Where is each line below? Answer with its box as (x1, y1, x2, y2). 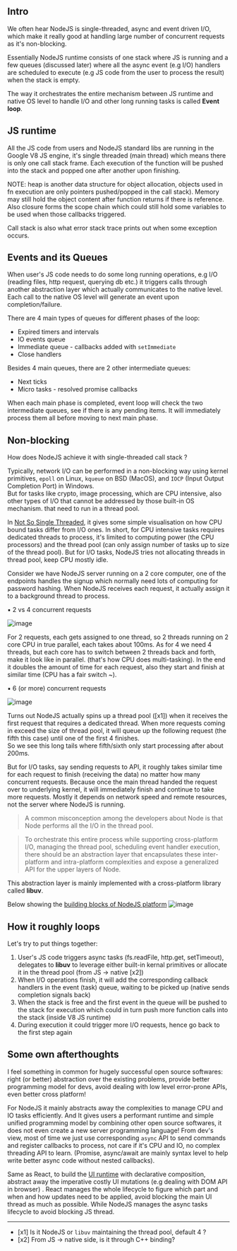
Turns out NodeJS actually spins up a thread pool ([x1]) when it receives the (7, 712, 228, 720)
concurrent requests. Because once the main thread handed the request (7, 777, 217, 787)
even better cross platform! (7, 1090, 87, 1098)
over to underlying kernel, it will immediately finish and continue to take (7, 785, 214, 794)
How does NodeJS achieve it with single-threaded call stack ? (7, 453, 188, 462)
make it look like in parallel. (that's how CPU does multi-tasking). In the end (7, 655, 226, 664)
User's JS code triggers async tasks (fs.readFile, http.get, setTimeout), (17, 953, 224, 962)
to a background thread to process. (7, 592, 110, 600)
